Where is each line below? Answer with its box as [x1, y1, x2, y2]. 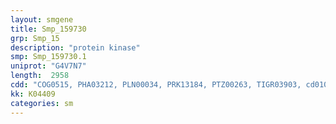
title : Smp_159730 [10, 24, 87, 34]
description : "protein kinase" [10, 42, 141, 53]
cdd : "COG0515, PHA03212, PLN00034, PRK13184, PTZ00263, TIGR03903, [10, 80, 302, 90]
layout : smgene [10, 14, 74, 25]
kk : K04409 [10, 89, 56, 99]
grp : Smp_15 [10, 33, 60, 43]
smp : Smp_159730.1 [10, 52, 87, 62]
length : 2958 [10, 71, 70, 81]
